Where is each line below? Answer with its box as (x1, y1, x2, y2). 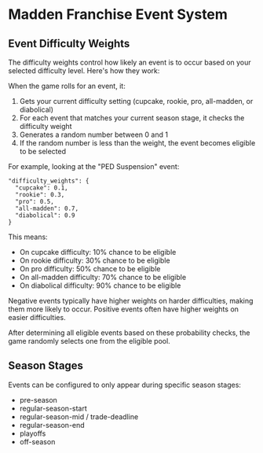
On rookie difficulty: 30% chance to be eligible (19, 256, 170, 265)
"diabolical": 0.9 (15, 212, 76, 219)
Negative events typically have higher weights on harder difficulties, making (8, 296, 254, 305)
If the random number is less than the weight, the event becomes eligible (19, 138, 256, 147)
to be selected (19, 147, 67, 156)
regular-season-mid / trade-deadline (19, 411, 139, 422)
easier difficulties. (8, 313, 66, 322)
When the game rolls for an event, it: (8, 81, 126, 90)
